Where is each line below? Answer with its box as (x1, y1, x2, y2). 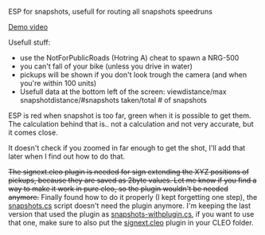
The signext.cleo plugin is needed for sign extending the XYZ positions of (8, 167, 249, 176)
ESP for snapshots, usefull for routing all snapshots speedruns (8, 7, 213, 16)
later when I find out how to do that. (8, 151, 126, 161)
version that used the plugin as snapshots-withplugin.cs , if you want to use (8, 210, 255, 218)
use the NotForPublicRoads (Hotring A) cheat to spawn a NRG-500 (19, 53, 240, 62)
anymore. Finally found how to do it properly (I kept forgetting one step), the (8, 193, 258, 202)
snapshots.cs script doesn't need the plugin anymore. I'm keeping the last (8, 201, 251, 210)
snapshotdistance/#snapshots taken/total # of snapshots (19, 96, 207, 104)
